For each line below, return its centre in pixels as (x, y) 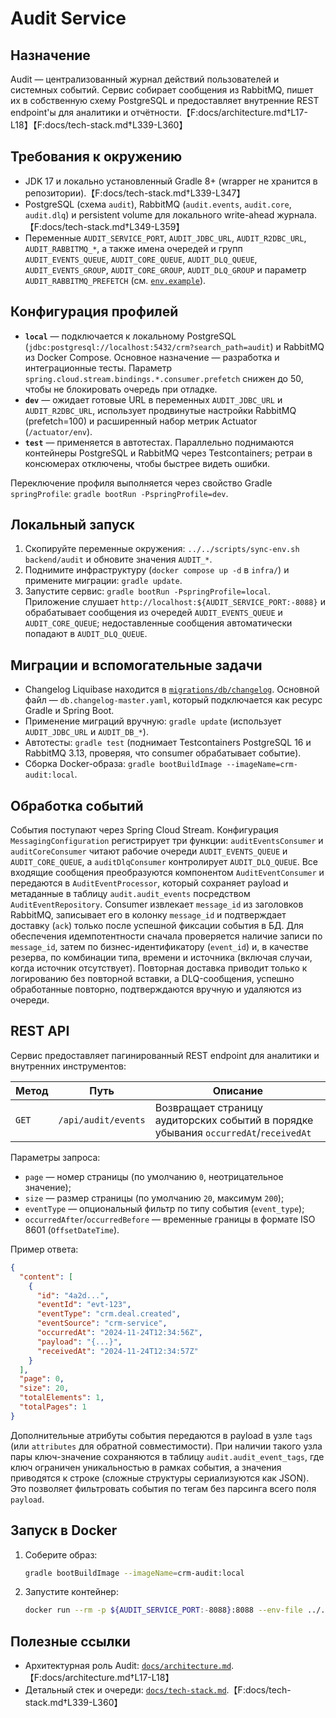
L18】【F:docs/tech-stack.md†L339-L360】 (99, 125)
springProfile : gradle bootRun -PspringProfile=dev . (119, 493)
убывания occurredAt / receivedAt (233, 1132)
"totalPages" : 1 (53, 1407)
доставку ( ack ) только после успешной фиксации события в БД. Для (157, 926)
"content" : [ (46, 1277)
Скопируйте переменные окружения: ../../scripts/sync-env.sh (162, 549)
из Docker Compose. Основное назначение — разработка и (152, 357)
